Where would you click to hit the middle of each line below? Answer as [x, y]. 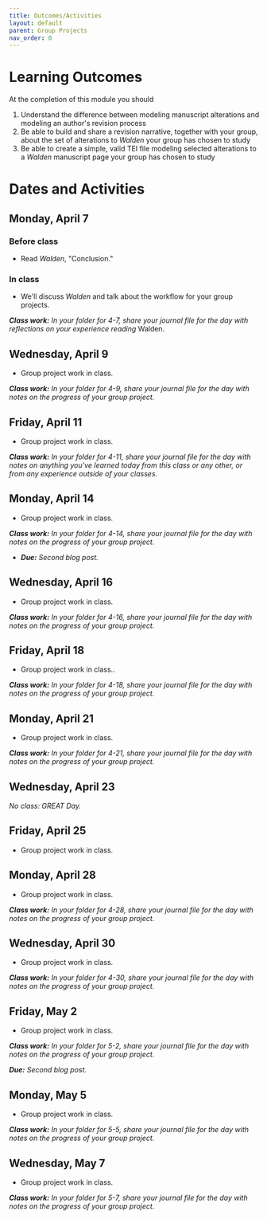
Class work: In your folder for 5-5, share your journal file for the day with [129, 1130]
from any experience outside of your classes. [83, 473]
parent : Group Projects [48, 30]
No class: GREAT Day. [45, 806]
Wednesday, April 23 [62, 787]
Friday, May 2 [43, 1011]
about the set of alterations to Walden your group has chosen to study [135, 140]
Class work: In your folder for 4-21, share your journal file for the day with [131, 753]
